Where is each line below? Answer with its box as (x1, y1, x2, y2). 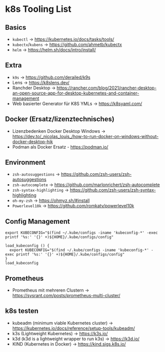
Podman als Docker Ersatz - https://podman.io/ (12, 144, 109, 150)
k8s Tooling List (5, 3, 72, 15)
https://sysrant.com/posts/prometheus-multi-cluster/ (12, 293, 121, 299)
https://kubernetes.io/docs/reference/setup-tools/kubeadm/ (12, 325, 135, 331)
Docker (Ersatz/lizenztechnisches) (5, 115, 115, 123)
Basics (5, 23, 26, 32)
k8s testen (5, 307, 39, 315)
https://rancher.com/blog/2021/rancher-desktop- (56, 85, 157, 91)
